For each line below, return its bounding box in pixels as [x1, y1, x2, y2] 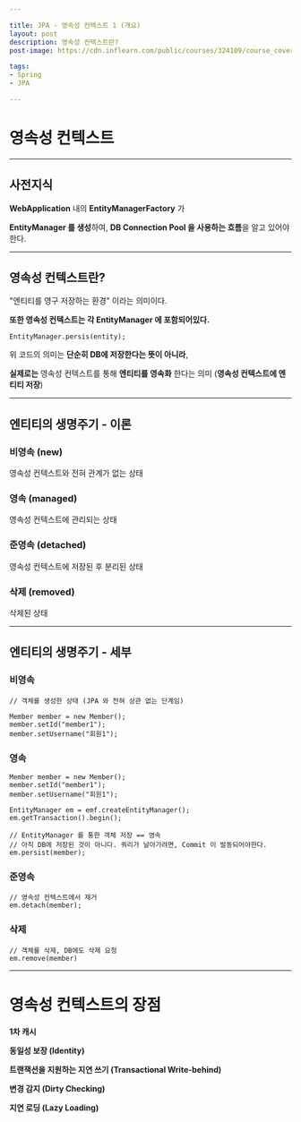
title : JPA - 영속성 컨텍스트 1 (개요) [9, 21, 142, 30]
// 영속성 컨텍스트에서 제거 [9, 893, 98, 903]
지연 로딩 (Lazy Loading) [9, 1102, 99, 1113]
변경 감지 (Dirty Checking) [9, 1083, 106, 1093]
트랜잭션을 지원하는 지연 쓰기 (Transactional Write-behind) [9, 1064, 222, 1075]
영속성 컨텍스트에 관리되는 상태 [9, 514, 118, 525]
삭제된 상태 [9, 608, 48, 619]
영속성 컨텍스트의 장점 [9, 995, 161, 1015]
